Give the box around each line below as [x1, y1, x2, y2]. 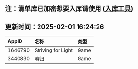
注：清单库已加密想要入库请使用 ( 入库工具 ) [5, 4, 133, 13]
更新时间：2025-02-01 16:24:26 [5, 22, 104, 31]
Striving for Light [34, 47, 73, 53]
